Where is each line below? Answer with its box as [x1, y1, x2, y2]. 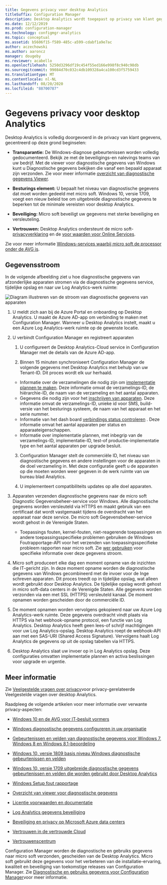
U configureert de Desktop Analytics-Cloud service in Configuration [19, 344, 159, 350]
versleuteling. [12, 216, 41, 222]
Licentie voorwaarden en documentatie [12, 800, 93, 806]
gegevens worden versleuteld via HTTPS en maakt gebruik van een [12, 504, 151, 509]
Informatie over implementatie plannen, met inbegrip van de [19, 432, 143, 438]
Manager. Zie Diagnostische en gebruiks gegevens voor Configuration [5, 869, 149, 875]
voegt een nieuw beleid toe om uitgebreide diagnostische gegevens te [12, 196, 157, 202]
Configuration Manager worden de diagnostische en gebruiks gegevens [5, 848, 153, 854]
